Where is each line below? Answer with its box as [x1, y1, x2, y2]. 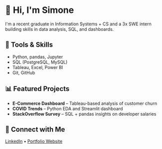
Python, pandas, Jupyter [12, 54, 63, 60]
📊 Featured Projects [5, 84, 70, 93]
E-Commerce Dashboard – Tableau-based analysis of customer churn [12, 100, 158, 106]
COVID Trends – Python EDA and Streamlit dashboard [12, 105, 123, 111]
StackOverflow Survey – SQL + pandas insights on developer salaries [12, 111, 157, 117]
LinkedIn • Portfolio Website [5, 139, 63, 145]
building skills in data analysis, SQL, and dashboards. [5, 26, 114, 32]
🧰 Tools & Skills [5, 41, 53, 49]
